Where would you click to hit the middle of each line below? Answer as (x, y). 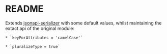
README (24, 9)
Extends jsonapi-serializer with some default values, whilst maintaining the (83, 23)
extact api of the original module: (40, 28)
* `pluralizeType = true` (33, 46)
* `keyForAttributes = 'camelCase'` (44, 38)
